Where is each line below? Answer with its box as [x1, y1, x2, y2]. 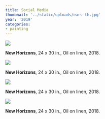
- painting [5, 26, 28, 32]
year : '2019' [5, 17, 33, 22]
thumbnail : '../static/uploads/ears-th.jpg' [5, 12, 101, 17]
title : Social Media [5, 7, 49, 13]
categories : [5, 21, 30, 27]
